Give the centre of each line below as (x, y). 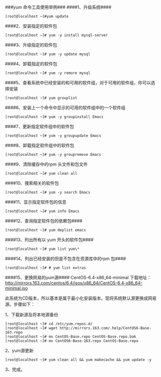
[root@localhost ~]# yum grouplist (41, 98)
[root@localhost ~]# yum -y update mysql (48, 54)
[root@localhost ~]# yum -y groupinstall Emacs (54, 117)
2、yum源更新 (19, 350)
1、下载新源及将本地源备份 (32, 315)
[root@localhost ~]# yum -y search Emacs (48, 192)
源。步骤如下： (20, 304)
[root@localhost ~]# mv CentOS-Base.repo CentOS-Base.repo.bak (71, 337)
